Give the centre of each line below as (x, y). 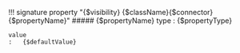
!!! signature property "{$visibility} (64, 12)
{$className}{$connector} (168, 12)
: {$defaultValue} (43, 42)
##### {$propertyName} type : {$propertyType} (152, 21)
